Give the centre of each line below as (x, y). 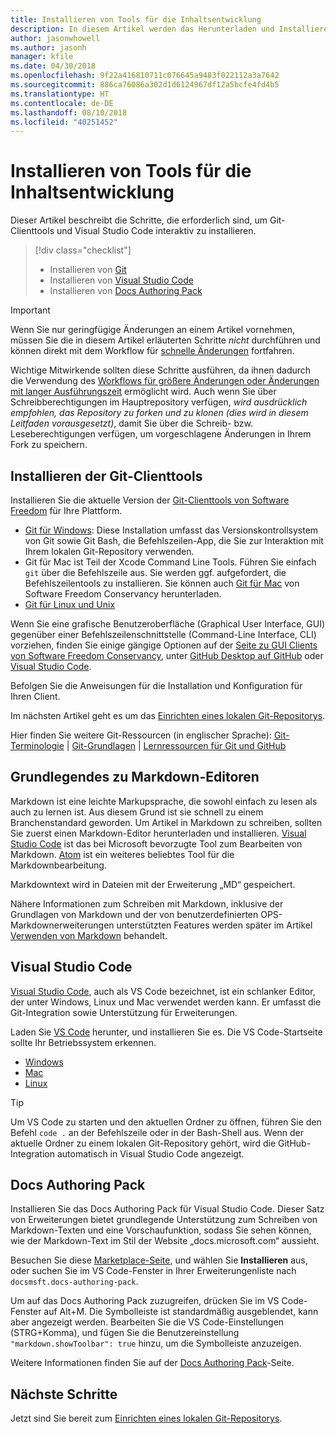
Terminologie (37, 745)
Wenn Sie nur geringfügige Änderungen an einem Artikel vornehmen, (153, 330)
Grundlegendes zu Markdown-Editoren (135, 777)
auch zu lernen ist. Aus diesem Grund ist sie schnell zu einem (137, 812)
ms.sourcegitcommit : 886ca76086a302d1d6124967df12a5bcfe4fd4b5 (145, 85)
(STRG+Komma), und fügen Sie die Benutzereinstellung (125, 1333)
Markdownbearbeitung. (58, 865)
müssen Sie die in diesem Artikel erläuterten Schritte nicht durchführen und (165, 340)
